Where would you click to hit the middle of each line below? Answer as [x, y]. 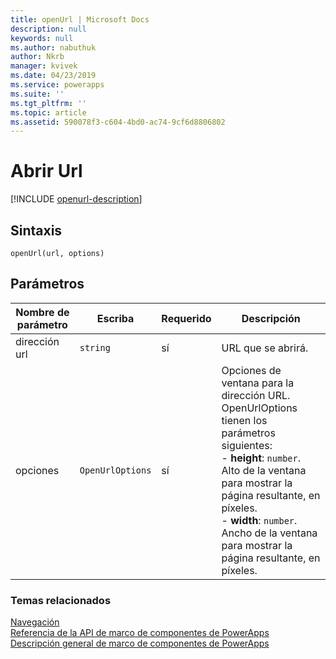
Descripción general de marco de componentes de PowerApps [140, 643]
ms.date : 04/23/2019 [53, 76]
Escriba [115, 318]
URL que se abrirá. [265, 348]
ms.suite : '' [37, 94]
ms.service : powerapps [57, 85]
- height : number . [261, 458]
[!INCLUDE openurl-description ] [76, 199]
